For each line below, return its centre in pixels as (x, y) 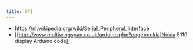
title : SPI (19, 11)
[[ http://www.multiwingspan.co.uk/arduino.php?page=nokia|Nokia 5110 (101, 34)
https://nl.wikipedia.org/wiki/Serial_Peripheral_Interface (82, 28)
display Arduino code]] (42, 41)
